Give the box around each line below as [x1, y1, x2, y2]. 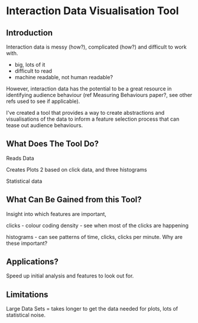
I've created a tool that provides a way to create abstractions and [6, 109, 165, 116]
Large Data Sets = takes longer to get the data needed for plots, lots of [6, 305, 178, 312]
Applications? [6, 257, 59, 267]
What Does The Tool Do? [6, 139, 99, 149]
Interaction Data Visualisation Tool [6, 4, 179, 18]
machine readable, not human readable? [14, 74, 113, 80]
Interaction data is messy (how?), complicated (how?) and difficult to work [6, 43, 187, 50]
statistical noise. [6, 312, 46, 319]
